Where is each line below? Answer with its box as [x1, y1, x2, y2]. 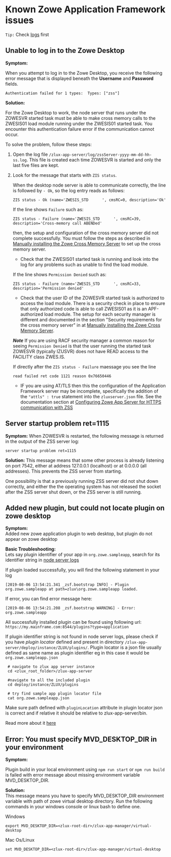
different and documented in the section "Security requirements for [20, 316, 162, 322]
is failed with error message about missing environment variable [5, 772, 140, 778]
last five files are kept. [12, 162, 60, 168]
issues [5, 14, 34, 26]
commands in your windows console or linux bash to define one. [5, 804, 141, 810]
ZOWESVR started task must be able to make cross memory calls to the [5, 115, 156, 121]
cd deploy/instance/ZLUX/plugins [7, 682, 79, 687]
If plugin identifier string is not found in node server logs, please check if [5, 634, 158, 640]
